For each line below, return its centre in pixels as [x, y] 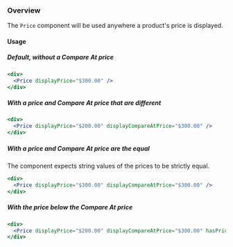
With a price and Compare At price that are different [84, 103]
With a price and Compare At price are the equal [79, 148]
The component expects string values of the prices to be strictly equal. [109, 166]
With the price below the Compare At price [70, 207]
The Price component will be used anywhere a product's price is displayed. [115, 26]
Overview [24, 10]
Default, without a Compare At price [61, 57]
